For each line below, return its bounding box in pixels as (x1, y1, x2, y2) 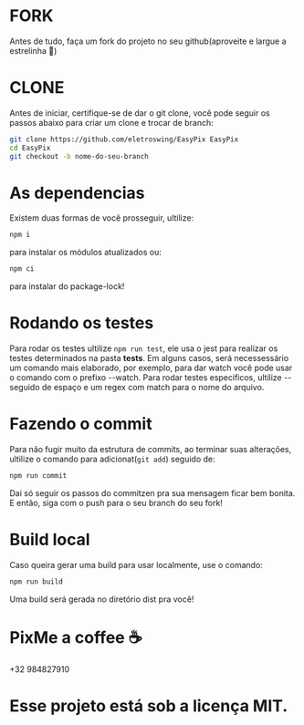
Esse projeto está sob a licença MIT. (9, 695, 288, 716)
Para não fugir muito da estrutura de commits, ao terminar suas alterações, (9, 444, 292, 455)
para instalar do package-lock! (9, 281, 125, 292)
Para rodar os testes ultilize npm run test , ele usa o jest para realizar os (9, 343, 278, 354)
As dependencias (9, 182, 145, 203)
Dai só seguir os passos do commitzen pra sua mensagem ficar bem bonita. (9, 487, 296, 498)
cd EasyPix (9, 143, 51, 152)
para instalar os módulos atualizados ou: (9, 247, 162, 258)
